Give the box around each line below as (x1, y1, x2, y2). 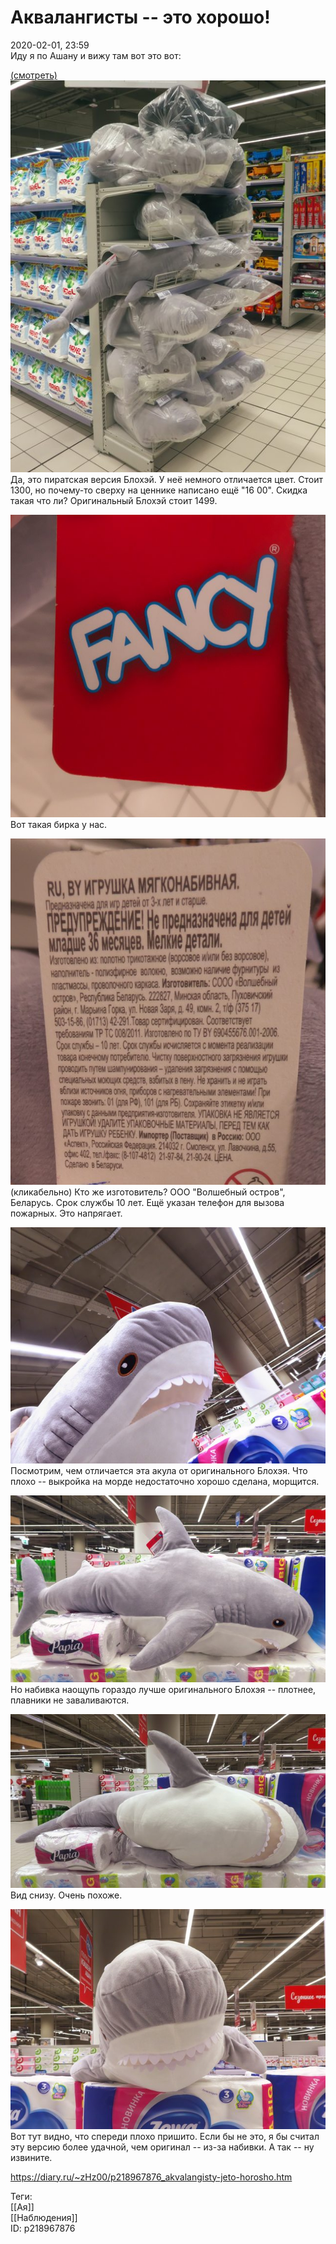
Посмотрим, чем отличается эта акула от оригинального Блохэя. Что (10, 1465, 308, 1477)
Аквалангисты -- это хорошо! (10, 6, 271, 29)
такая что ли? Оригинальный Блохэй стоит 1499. (10, 495, 218, 507)
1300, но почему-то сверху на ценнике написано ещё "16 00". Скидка (10, 484, 308, 496)
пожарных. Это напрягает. (10, 1207, 123, 1220)
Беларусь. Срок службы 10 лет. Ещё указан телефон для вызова (10, 1197, 285, 1209)
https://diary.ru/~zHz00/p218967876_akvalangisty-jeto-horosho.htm (10, 2171, 293, 2183)
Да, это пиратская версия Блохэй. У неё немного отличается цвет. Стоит (10, 474, 323, 486)
